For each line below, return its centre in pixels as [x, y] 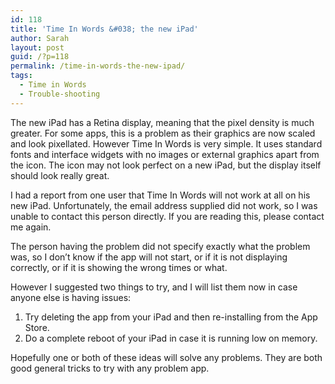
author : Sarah [40, 38]
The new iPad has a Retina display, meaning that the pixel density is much [162, 122]
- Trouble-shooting [60, 94]
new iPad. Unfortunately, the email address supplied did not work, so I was [164, 205]
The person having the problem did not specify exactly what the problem [160, 246]
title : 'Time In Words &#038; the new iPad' [104, 29]
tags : [21, 76]
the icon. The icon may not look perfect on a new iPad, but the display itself [166, 165]
